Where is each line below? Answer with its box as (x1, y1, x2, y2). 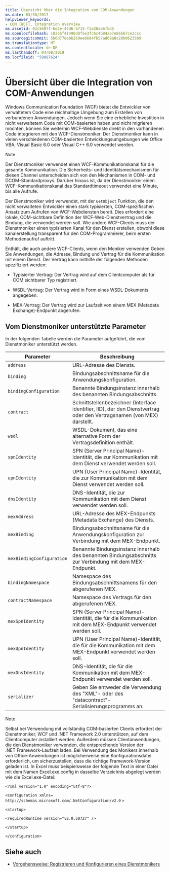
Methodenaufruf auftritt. (5, 236, 56, 242)
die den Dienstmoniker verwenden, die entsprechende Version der (5, 742, 144, 748)
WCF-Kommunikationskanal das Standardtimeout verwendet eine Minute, (5, 183, 158, 189)
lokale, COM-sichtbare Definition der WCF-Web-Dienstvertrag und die (5, 214, 152, 221)
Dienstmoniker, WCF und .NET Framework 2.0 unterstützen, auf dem (5, 731, 148, 737)
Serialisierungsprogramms (72, 703, 135, 710)
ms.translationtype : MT (5, 41, 56, 46)
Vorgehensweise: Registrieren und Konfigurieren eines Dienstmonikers (12, 861, 160, 867)
